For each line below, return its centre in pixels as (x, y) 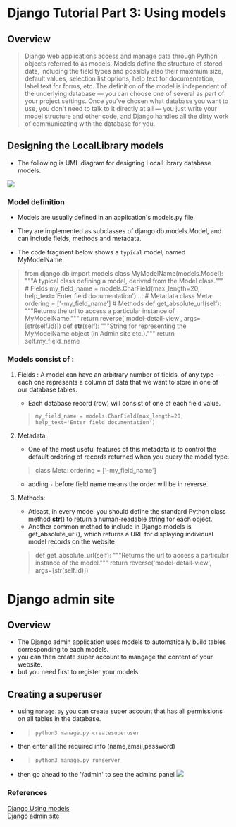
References (27, 793)
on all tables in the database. (59, 719)
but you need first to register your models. (79, 672)
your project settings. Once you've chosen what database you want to (126, 101)
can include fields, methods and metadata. (80, 239)
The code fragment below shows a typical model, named (101, 252)
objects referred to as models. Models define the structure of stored (123, 64)
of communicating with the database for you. (90, 124)
